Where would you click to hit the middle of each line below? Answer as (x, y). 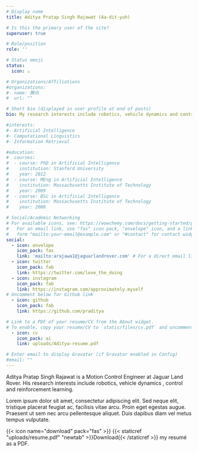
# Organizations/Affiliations (43, 82)
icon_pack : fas (35, 251)
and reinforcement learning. (40, 389)
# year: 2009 (26, 191)
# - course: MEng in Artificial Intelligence (64, 180)
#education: (21, 152)
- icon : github (30, 300)
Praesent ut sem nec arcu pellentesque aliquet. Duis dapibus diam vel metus (99, 413)
